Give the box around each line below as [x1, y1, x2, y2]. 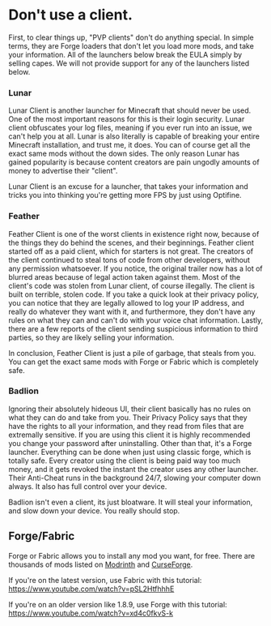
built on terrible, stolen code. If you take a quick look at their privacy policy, [8, 289, 259, 299]
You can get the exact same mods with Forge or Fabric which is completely [8, 357, 259, 367]
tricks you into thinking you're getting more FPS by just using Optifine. [8, 191, 242, 200]
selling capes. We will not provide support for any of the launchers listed [8, 58, 250, 68]
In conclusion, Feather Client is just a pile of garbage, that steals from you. [8, 348, 256, 358]
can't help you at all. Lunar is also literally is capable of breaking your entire [8, 131, 260, 141]
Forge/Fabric [8, 530, 75, 543]
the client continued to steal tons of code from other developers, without [8, 255, 251, 264]
